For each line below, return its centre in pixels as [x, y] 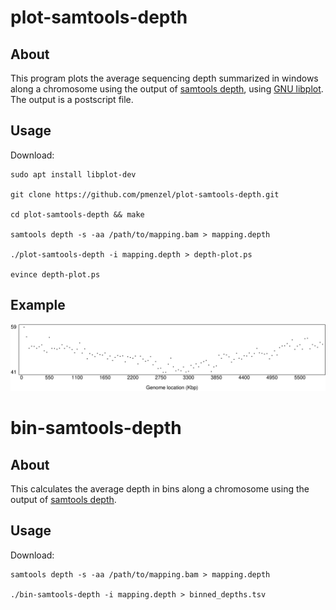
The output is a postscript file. [72, 99]
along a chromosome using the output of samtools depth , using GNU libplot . [167, 89]
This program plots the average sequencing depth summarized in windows [164, 78]
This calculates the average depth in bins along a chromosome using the [160, 488]
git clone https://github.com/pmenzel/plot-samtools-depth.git [145, 194]
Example [38, 305]
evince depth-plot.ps [55, 274]
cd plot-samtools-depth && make [77, 214]
